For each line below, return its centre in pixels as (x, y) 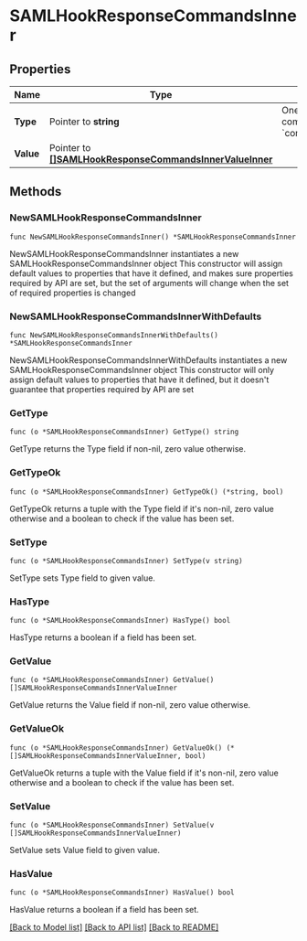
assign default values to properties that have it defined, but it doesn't (139, 380)
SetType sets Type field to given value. (82, 578)
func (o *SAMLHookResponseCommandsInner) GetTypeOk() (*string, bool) (147, 492)
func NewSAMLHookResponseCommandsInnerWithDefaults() (114, 335)
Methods (36, 192)
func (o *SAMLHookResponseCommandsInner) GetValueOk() (116, 748)
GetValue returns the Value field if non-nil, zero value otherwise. (130, 705)
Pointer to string (85, 122)
